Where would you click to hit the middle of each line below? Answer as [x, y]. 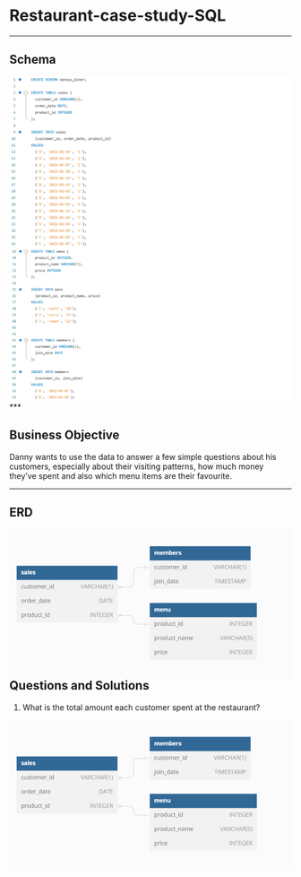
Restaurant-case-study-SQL [118, 16]
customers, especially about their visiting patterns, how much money [137, 466]
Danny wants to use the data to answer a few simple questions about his [143, 456]
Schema [33, 60]
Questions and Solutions [79, 686]
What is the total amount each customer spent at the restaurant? [141, 707]
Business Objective [64, 435]
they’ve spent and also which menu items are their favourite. [121, 475]
